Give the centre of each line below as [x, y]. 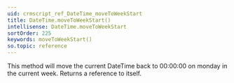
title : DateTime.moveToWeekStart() [59, 20]
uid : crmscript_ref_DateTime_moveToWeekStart [75, 14]
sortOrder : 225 [29, 33]
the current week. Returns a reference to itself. [75, 73]
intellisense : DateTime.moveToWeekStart [67, 27]
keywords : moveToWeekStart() [50, 40]
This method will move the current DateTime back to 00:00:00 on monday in [117, 66]
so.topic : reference [37, 46]
